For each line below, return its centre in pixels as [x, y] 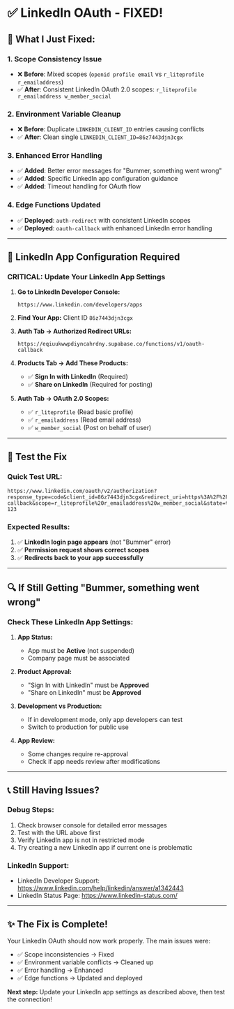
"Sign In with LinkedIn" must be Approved [88, 685]
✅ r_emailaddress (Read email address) [84, 420]
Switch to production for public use [78, 727]
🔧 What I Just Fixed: [51, 39]
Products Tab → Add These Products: [73, 363]
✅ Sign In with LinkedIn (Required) [78, 377]
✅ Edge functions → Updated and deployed [80, 978]
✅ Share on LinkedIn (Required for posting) [90, 385]
